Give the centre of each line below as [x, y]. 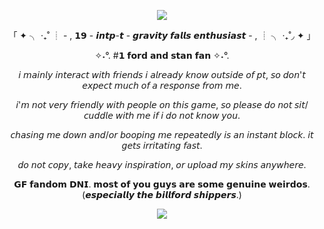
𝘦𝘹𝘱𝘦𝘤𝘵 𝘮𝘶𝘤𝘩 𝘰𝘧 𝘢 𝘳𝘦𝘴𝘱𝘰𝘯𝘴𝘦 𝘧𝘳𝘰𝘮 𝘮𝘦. [162, 85]
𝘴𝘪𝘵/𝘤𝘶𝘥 [301, 104]
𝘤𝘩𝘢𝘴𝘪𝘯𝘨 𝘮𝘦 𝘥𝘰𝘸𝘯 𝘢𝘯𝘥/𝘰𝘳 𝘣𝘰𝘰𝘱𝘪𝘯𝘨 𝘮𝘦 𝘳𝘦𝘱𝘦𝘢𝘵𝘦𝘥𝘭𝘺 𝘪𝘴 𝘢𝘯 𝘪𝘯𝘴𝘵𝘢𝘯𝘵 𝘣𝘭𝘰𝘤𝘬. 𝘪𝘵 [162, 134]
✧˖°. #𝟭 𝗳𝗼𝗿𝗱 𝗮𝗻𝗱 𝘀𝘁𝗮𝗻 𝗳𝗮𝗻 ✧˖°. [162, 55]
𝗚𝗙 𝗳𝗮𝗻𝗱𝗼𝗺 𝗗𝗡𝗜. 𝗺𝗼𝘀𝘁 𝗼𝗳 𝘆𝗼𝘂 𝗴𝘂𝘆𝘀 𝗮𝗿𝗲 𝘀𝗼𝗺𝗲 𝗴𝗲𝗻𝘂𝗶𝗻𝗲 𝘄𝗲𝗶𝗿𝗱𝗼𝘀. [162, 184]
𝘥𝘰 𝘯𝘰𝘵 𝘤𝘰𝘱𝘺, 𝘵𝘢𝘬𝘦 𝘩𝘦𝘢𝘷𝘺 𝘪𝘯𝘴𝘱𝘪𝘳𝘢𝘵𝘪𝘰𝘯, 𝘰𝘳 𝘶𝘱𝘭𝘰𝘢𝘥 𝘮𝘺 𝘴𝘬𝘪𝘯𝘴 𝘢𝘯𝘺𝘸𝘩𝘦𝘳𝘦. [162, 164]
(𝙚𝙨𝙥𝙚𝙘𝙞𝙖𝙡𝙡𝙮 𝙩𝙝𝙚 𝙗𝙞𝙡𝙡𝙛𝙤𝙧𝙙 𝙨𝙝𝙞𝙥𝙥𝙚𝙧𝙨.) [162, 194]
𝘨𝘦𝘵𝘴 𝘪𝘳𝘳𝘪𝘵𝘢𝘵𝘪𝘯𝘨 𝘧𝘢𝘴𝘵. [162, 145]
